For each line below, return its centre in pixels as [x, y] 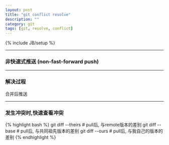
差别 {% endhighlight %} [31, 137]
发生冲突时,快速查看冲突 [34, 113]
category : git [20, 24]
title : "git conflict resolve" [38, 15]
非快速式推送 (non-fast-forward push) [52, 62]
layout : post [19, 10]
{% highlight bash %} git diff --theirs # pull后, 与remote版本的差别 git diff [81, 125]
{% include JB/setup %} [30, 43]
